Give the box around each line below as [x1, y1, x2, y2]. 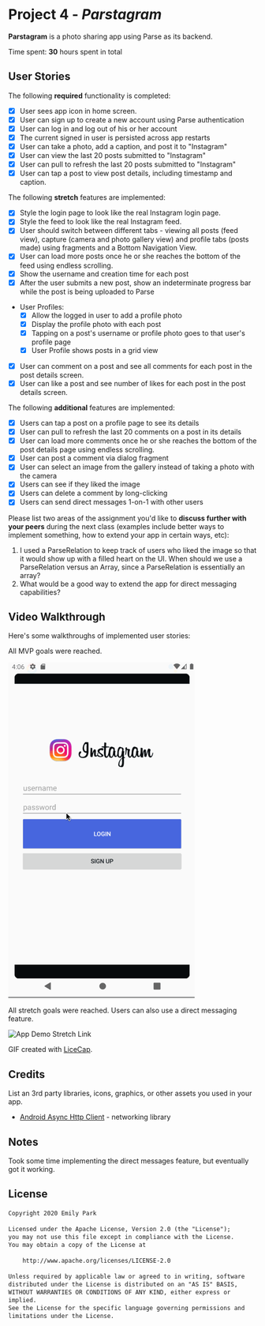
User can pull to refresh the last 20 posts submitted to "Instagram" [19, 160, 237, 169]
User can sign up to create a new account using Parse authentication [19, 115, 244, 124]
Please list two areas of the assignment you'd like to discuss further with [8, 513, 247, 523]
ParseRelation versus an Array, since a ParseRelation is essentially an [19, 562, 245, 572]
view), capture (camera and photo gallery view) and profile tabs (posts [19, 235, 249, 244]
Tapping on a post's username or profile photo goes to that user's [31, 328, 246, 337]
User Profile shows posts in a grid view [31, 345, 159, 355]
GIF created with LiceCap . [8, 1045, 93, 1054]
